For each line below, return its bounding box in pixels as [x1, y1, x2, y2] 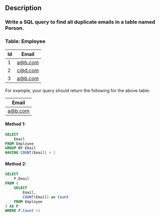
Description [5, 4, 42, 12]
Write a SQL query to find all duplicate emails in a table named [5, 19, 156, 26]
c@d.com [17, 67, 39, 74]
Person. [5, 25, 24, 31]
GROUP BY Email [5, 146, 36, 151]
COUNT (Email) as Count [23, 194, 69, 199]
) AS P [5, 204, 19, 209]
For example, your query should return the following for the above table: [5, 87, 150, 93]
